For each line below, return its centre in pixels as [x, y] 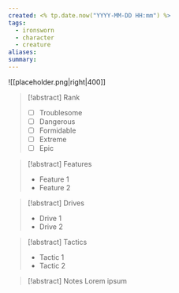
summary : [22, 60]
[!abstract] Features [60, 164]
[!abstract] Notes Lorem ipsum [77, 281]
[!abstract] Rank [54, 97]
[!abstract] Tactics [57, 242]
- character [35, 38]
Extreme [53, 140]
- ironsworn [35, 30]
